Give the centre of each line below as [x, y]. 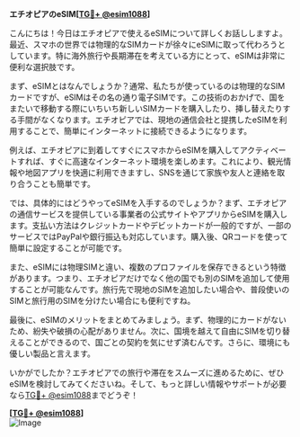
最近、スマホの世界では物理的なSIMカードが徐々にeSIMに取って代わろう [144, 45]
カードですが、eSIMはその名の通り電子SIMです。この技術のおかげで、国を [147, 97]
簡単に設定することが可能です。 [68, 248]
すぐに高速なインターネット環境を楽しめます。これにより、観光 [166, 161]
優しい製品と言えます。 [53, 353]
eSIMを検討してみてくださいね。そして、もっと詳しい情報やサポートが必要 [148, 384]
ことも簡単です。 [64, 184]
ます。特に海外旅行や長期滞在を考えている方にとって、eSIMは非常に [159, 56]
